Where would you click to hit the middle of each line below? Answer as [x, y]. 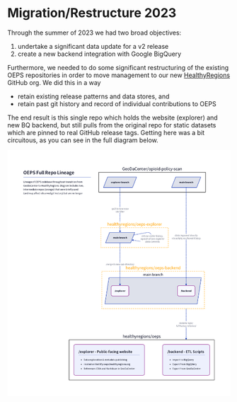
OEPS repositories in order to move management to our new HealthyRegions [119, 75]
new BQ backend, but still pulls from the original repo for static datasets [112, 125]
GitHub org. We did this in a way [54, 82]
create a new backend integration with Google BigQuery [99, 54]
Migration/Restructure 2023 [92, 13]
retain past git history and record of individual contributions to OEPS [117, 103]
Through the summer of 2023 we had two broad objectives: [94, 33]
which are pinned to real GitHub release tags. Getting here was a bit [106, 132]
